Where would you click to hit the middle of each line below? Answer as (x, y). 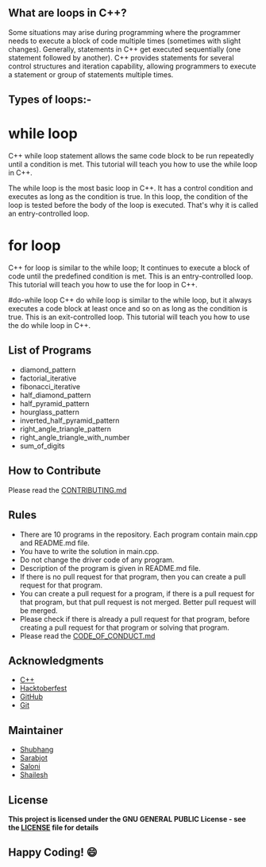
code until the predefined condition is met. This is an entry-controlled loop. (131, 276)
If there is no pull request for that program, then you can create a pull (133, 576)
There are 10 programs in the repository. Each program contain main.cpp (139, 534)
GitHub (31, 697)
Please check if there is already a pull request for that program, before (135, 619)
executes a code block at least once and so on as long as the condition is (128, 309)
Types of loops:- (50, 100)
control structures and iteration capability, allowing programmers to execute (132, 66)
